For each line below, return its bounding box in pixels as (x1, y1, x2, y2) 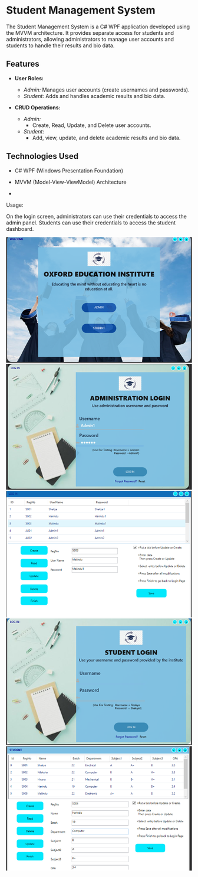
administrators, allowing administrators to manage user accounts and (6, 35, 174, 43)
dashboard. (6, 225, 34, 232)
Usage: (6, 201, 24, 208)
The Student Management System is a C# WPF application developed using (6, 23, 190, 30)
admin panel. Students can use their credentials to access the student (6, 219, 176, 226)
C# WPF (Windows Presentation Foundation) (14, 167, 124, 174)
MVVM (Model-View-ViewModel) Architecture (14, 178, 127, 185)
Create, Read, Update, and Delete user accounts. (32, 122, 151, 129)
